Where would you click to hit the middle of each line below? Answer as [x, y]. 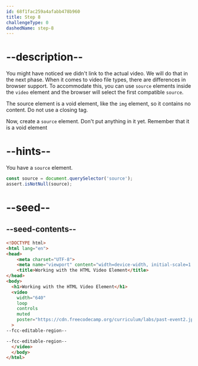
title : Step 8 [24, 17]
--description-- [45, 57]
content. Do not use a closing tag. [47, 110]
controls [27, 309]
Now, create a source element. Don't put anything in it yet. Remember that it [98, 121]
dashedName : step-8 [30, 28]
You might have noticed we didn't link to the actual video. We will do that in [97, 74]
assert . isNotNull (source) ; [39, 184]
